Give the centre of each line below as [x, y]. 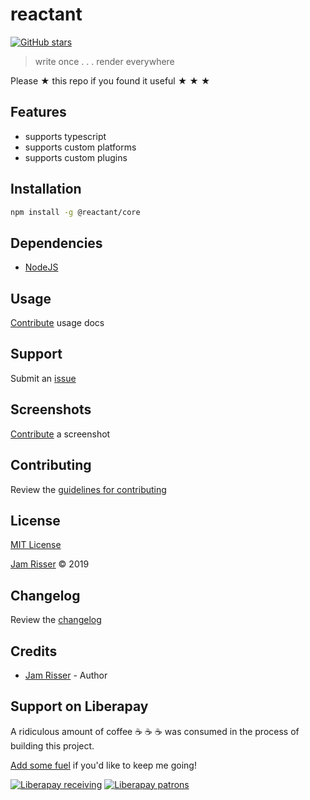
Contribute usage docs [57, 323]
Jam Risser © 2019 [50, 564]
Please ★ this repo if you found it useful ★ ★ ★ [110, 80]
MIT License [36, 545]
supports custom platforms [80, 147]
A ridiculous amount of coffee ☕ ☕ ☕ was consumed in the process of [155, 731]
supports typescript [65, 136]
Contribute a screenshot [60, 434]
